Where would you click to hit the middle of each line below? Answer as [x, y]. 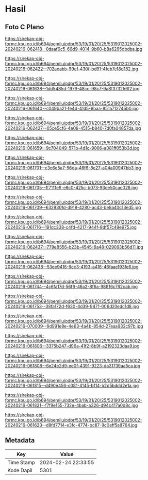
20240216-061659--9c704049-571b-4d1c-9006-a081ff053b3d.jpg [72, 148]
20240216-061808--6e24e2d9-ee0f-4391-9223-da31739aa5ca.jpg [73, 366]
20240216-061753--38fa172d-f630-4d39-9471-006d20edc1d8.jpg [72, 306]
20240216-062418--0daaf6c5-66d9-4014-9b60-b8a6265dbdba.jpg [74, 49]
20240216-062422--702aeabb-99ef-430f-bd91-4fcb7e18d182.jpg [72, 69]
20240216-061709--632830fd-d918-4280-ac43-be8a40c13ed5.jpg [73, 207]
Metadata [20, 440]
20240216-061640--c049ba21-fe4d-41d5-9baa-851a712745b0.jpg [72, 108]
